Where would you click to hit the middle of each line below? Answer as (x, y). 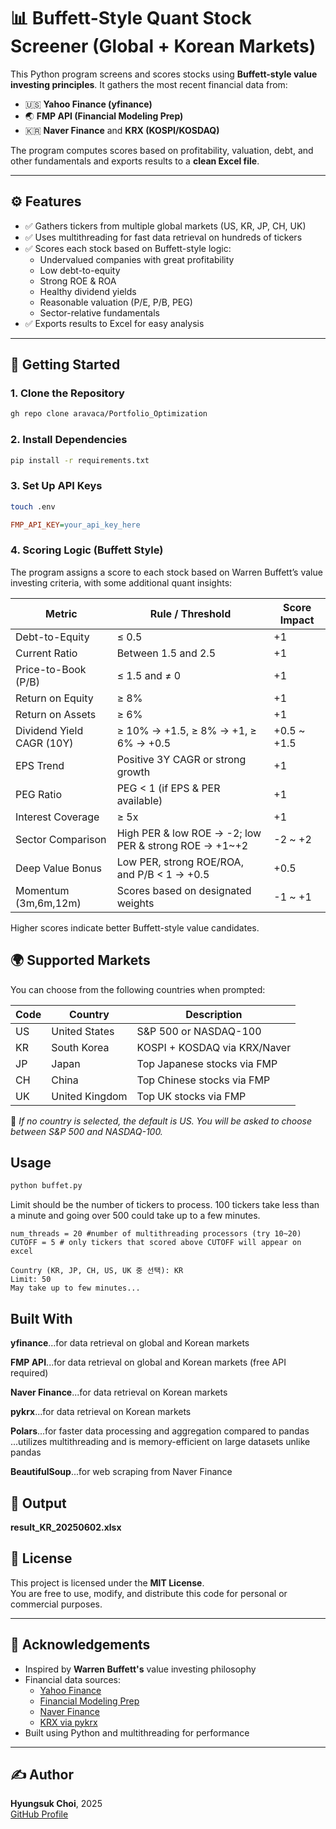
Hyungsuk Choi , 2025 (56, 1804)
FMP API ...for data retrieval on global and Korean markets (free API (148, 1362)
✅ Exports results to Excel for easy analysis (114, 323)
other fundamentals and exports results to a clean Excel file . (135, 161)
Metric (61, 613)
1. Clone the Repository (67, 393)
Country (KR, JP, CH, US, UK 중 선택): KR (97, 1271)
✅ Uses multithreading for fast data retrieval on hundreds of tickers (163, 237)
